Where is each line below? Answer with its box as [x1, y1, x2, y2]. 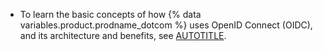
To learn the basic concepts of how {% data [19, 9, 202, 20]
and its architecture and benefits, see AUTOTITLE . [19, 30, 227, 41]
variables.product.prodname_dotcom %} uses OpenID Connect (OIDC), [19, 19, 313, 31]
